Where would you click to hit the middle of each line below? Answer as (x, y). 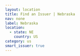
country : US (26, 37)
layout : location (23, 9)
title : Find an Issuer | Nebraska (40, 14)
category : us (18, 41)
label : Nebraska (21, 23)
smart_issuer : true (25, 46)
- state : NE (22, 32)
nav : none (15, 19)
